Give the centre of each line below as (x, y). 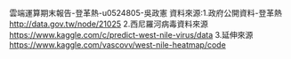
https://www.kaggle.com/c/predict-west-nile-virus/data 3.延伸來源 (131, 35)
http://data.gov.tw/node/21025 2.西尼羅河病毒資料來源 (109, 24)
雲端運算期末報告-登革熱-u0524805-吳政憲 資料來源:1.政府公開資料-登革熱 (146, 13)
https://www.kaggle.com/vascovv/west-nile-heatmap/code (118, 45)
